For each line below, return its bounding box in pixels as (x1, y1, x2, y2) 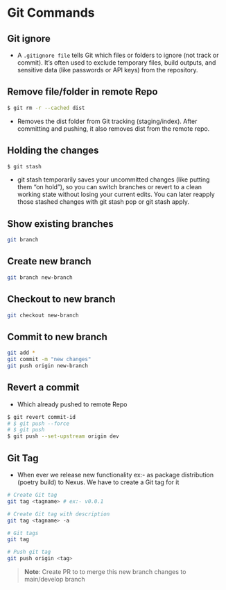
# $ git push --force (7, 420, 70, 427)
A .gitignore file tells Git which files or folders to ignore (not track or (17, 51, 219, 59)
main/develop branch (24, 575, 85, 583)
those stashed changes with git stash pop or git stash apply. (17, 198, 189, 206)
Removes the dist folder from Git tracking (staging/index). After (17, 117, 198, 125)
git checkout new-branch (7, 312, 79, 319)
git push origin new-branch (7, 362, 89, 369)
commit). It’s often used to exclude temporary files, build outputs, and (17, 58, 216, 67)
